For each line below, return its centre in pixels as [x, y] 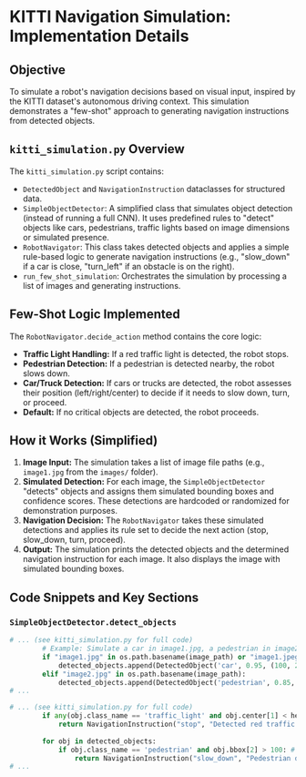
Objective [38, 70]
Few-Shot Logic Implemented [95, 315]
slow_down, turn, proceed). [74, 540]
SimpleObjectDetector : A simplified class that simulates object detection [158, 208]
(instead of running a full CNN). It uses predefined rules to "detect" [148, 218]
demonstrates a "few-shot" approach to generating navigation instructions [149, 111]
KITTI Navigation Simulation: [120, 17]
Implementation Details [99, 36]
